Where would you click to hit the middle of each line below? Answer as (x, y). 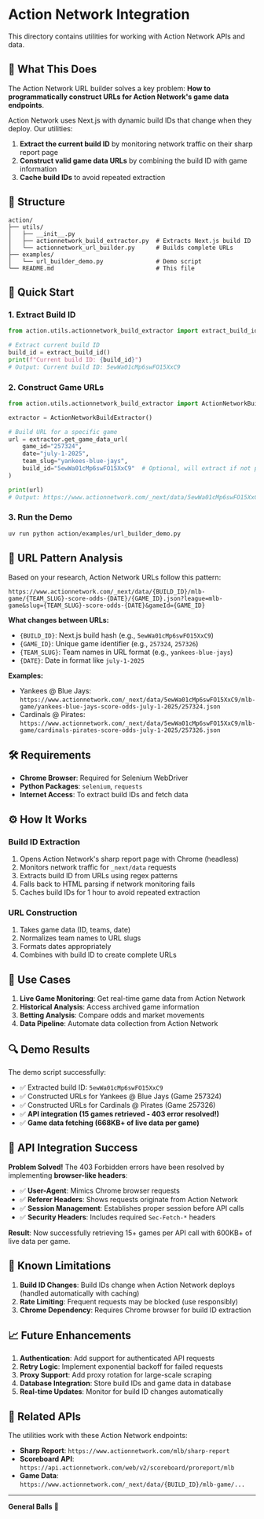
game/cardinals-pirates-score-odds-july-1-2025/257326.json (120, 730)
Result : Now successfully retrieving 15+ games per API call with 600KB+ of (130, 1233)
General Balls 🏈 (33, 1506)
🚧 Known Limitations (60, 1266)
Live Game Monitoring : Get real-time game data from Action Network (132, 999)
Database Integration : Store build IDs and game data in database (125, 1383)
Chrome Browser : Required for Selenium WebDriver (104, 778)
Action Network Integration (99, 15)
